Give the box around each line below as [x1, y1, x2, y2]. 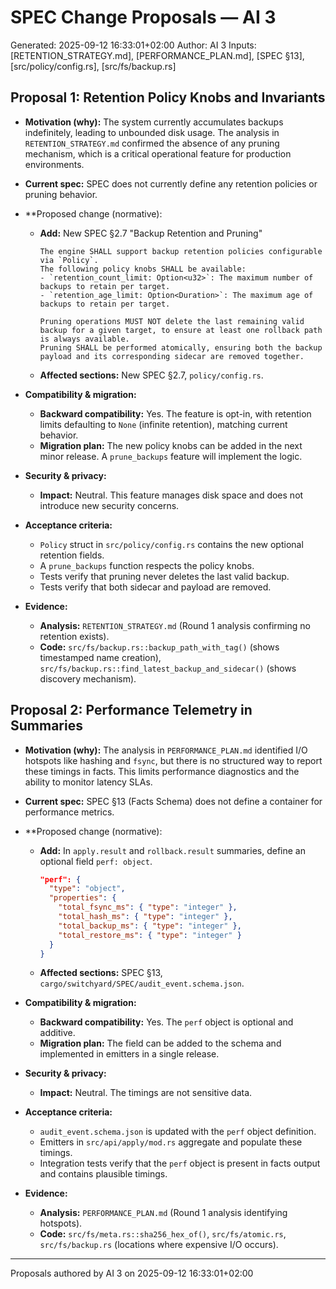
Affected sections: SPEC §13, [39, 967, 163, 979]
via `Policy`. [39, 255, 99, 265]
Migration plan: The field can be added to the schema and [39, 1037, 282, 1050]
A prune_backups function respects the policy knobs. [39, 559, 255, 571]
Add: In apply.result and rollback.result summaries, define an [39, 844, 306, 856]
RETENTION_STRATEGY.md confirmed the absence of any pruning [24, 137, 280, 149]
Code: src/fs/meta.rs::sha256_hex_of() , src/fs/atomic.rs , [39, 1228, 287, 1240]
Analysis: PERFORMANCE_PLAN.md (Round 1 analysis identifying [39, 1207, 288, 1219]
